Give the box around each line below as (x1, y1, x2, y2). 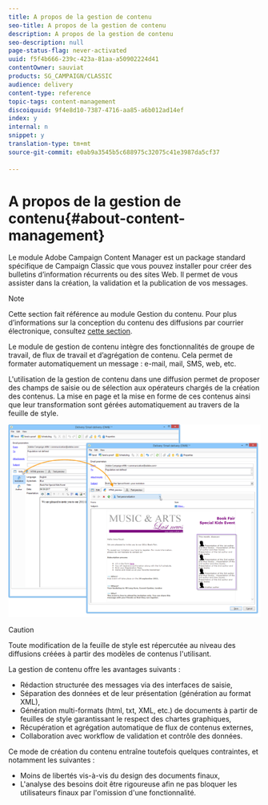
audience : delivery (8, 80, 74, 88)
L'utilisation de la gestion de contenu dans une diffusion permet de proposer (8, 374, 260, 384)
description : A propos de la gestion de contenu (8, 30, 174, 38)
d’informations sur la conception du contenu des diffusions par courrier (8, 318, 244, 328)
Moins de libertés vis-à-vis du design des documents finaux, (19, 771, 220, 780)
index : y (8, 115, 38, 123)
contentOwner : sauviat (8, 64, 84, 72)
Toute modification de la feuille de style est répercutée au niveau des (8, 640, 236, 649)
